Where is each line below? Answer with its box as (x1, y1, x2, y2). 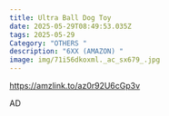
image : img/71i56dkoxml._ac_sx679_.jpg (9, 55, 161, 64)
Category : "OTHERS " (9, 38, 88, 48)
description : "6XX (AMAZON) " (9, 47, 124, 56)
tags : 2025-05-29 (9, 30, 75, 39)
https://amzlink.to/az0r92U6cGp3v (9, 81, 141, 91)
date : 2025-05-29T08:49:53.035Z (9, 22, 132, 31)
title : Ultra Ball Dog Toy (9, 13, 112, 23)
